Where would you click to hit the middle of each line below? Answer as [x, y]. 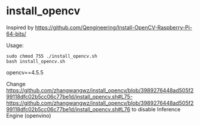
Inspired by [20, 27]
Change [16, 84]
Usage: [15, 45]
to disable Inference [156, 109]
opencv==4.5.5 [25, 72]
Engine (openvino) [29, 115]
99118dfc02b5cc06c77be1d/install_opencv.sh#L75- [70, 96]
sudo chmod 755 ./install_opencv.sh [52, 56]
